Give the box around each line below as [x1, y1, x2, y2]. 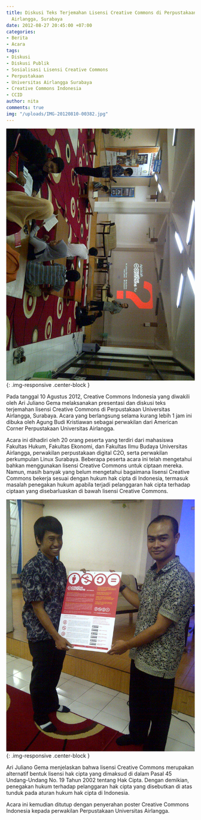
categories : [6, 29, 36, 35]
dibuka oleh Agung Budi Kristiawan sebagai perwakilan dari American [6, 418, 178, 425]
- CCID [6, 92, 23, 98]
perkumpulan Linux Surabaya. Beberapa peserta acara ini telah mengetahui [6, 455, 193, 462]
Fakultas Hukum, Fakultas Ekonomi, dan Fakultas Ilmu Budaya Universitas [6, 443, 188, 450]
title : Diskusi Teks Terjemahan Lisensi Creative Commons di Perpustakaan [6, 10, 197, 16]
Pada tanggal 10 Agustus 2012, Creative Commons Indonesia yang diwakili [6, 393, 190, 400]
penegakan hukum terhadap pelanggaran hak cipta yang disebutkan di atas [6, 783, 193, 790]
